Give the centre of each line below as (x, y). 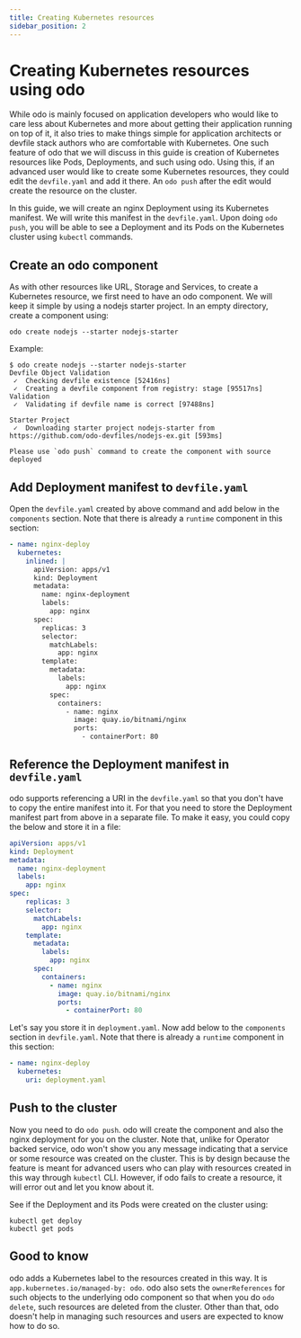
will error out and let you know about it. (82, 1187)
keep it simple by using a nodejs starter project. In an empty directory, (139, 306)
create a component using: (59, 316)
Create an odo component (84, 265)
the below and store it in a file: (65, 826)
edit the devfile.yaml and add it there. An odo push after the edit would (141, 182)
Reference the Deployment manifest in (120, 765)
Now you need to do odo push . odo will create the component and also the (146, 1129)
